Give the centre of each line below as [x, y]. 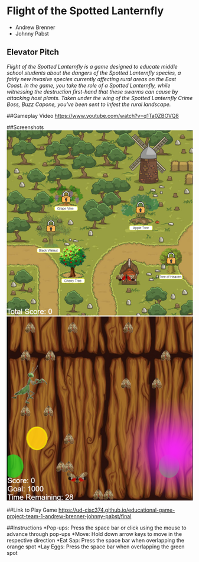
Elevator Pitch [33, 52]
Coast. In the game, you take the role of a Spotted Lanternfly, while [89, 85]
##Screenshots [25, 127]
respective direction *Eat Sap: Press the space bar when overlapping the [96, 541]
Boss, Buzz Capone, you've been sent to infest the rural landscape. [89, 104]
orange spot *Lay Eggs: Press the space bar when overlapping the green [96, 547]
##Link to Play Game [32, 510]
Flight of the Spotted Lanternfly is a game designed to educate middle [92, 66]
